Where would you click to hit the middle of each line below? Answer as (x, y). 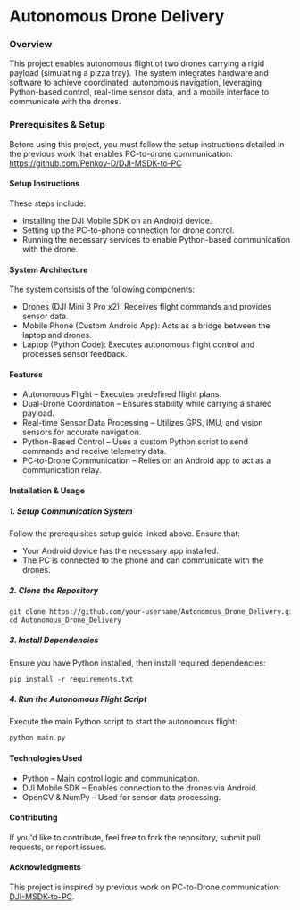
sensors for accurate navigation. (82, 432)
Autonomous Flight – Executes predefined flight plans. (121, 394)
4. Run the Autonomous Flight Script (78, 699)
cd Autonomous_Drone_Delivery (66, 620)
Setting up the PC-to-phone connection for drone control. (128, 230)
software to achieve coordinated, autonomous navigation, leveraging (135, 83)
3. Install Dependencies (54, 641)
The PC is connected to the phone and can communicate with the (143, 560)
